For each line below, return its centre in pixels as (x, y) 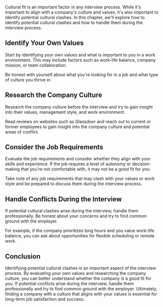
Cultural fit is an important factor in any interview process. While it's (73, 7)
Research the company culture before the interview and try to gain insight (79, 107)
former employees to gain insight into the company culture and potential (77, 127)
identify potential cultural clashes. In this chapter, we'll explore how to (75, 17)
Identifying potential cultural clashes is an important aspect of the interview (81, 268)
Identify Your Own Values (45, 43)
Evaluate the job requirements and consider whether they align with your (78, 159)
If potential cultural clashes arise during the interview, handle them (72, 211)
